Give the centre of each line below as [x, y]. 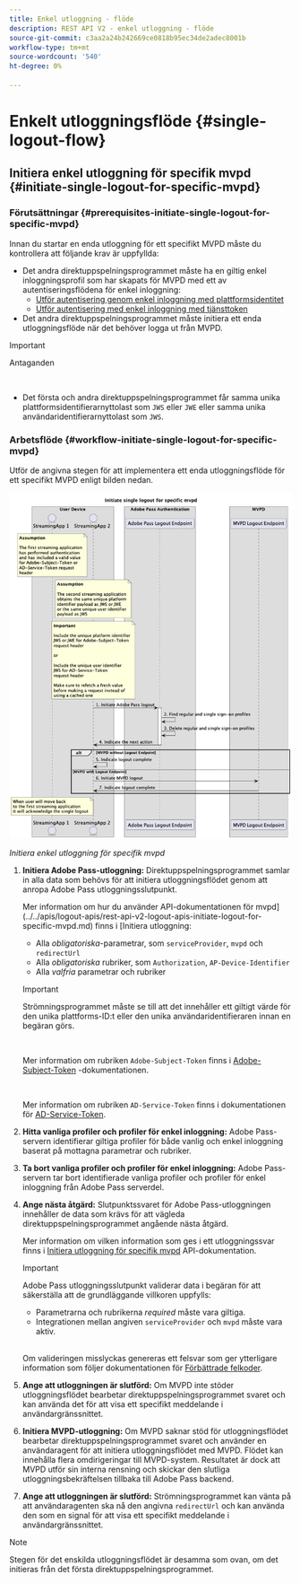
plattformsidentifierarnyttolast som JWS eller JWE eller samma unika [144, 407]
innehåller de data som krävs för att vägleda [103, 1214]
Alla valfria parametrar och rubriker [101, 971]
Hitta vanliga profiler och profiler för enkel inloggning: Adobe [138, 1132]
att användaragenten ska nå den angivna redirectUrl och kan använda [153, 1505]
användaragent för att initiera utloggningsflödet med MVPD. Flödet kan [153, 1450]
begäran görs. [48, 1025]
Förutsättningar [44, 213]
